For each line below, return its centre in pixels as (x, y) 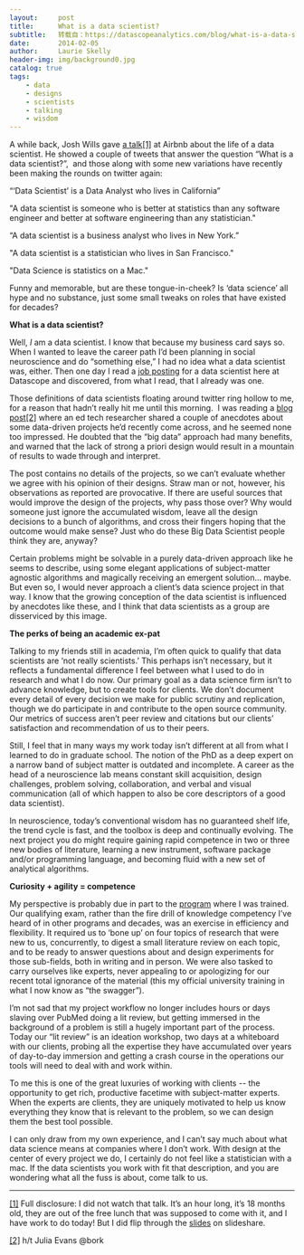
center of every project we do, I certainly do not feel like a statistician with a (151, 1158)
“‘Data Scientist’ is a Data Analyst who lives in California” (115, 191)
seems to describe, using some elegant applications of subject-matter (140, 568)
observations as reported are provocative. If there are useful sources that (146, 493)
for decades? (34, 308)
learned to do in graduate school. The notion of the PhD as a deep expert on (152, 756)
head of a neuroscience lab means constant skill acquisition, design (136, 775)
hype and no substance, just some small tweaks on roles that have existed (148, 298)
